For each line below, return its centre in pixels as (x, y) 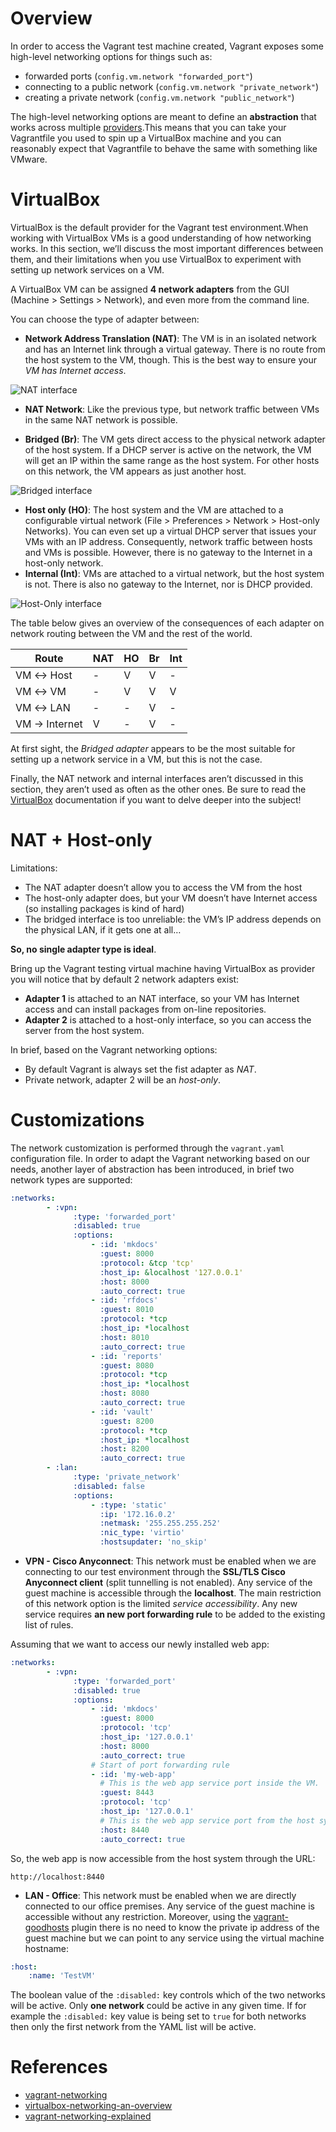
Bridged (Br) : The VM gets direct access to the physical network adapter (175, 439)
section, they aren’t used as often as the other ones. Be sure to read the (158, 789)
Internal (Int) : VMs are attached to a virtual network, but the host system (174, 573)
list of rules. (49, 1625)
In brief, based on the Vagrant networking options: (114, 1049)
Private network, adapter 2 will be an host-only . (123, 1079)
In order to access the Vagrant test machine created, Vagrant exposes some (167, 46)
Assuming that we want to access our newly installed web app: (140, 1644)
